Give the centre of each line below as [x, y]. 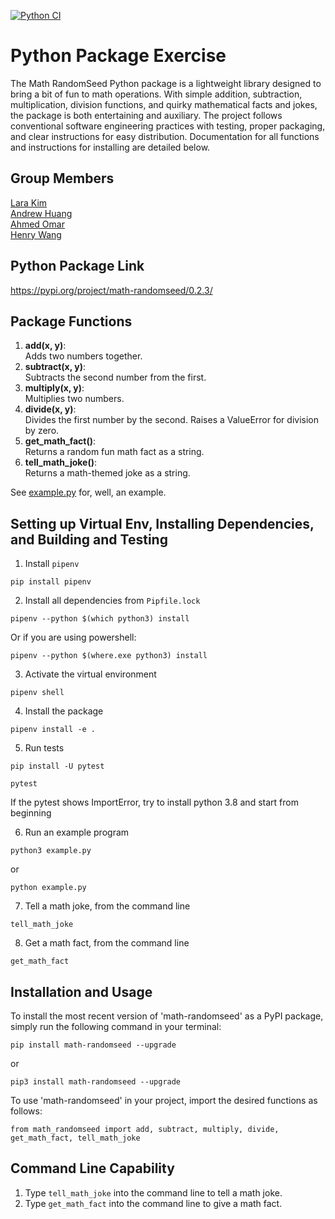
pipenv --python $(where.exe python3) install [109, 656]
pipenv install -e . [53, 730]
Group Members [62, 178]
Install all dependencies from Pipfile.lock [112, 601]
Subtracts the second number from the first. [115, 377]
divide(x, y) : [50, 409]
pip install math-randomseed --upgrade [93, 1045]
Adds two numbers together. [83, 356]
